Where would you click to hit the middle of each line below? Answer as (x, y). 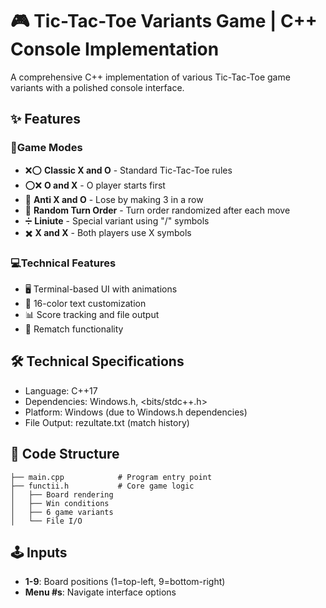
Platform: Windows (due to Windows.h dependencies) (136, 412)
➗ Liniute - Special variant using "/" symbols (117, 220)
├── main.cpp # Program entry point (111, 477)
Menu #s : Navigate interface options (100, 592)
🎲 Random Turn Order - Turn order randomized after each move (157, 210)
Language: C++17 (61, 390)
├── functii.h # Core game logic (102, 486)
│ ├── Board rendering (62, 494)
